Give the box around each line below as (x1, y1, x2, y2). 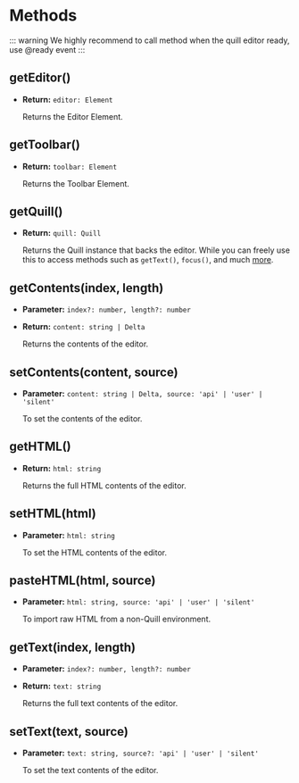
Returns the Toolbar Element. (21, 178, 129, 188)
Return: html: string (21, 462, 102, 473)
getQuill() (9, 204, 63, 219)
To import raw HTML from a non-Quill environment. (21, 613, 212, 625)
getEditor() (9, 71, 71, 86)
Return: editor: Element (21, 94, 113, 104)
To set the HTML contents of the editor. (21, 546, 168, 558)
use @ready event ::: (9, 44, 86, 54)
